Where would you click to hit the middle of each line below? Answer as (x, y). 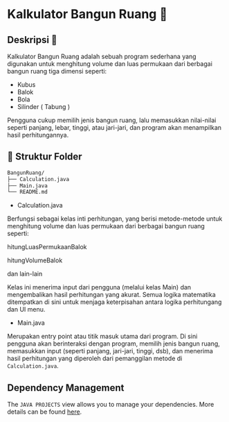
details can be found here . (45, 412)
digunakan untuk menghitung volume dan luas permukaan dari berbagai (110, 64)
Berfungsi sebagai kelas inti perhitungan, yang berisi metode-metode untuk (115, 219)
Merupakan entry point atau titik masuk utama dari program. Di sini (102, 337)
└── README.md (28, 192)
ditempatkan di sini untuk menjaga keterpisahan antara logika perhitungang (114, 302)
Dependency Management (66, 388)
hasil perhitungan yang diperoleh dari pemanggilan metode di (95, 358)
